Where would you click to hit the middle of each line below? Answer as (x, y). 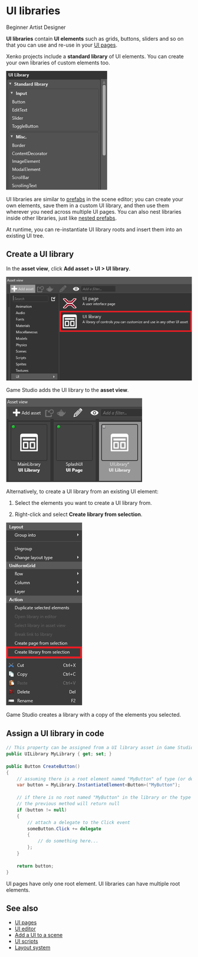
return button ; (35, 866)
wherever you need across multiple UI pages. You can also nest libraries (94, 211)
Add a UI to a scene (39, 935)
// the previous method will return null (68, 804)
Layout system (32, 948)
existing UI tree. (25, 236)
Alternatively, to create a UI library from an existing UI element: (82, 492)
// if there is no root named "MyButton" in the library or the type (104, 798)
